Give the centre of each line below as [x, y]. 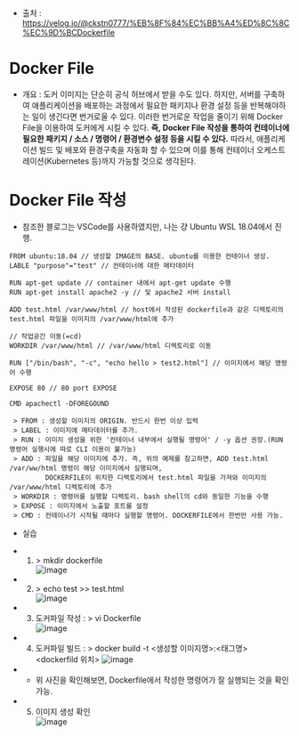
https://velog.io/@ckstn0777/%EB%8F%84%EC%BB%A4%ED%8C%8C [156, 23]
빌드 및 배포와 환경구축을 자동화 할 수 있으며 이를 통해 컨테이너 [147, 150]
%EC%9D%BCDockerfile [69, 32]
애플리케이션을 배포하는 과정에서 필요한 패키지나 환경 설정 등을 [140, 105]
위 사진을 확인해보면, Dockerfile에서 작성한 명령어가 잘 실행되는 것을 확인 [162, 680]
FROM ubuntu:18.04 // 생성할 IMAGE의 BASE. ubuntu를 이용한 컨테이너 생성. [140, 256]
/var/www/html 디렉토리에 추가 [61, 487]
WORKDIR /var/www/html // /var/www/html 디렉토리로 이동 [110, 345]
